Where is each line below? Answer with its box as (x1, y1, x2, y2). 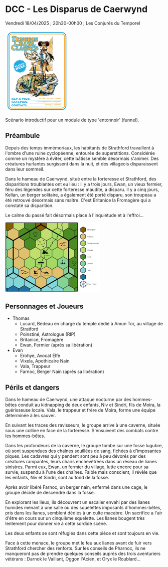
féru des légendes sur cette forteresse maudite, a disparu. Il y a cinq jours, (5, 186, 159, 193)
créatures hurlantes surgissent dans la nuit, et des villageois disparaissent (5, 160, 158, 166)
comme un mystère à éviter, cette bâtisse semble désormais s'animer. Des (5, 155, 159, 161)
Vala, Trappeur (20, 363, 51, 369)
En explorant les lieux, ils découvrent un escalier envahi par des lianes (5, 499, 150, 505)
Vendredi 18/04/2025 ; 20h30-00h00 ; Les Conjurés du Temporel (5, 20, 140, 26)
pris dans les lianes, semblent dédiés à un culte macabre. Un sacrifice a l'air (5, 510, 162, 516)
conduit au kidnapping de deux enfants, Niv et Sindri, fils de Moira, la (18, 402, 161, 408)
